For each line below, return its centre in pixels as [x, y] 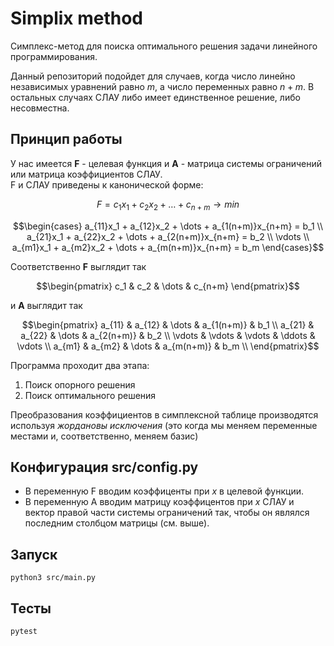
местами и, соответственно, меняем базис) [104, 436]
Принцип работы [66, 139]
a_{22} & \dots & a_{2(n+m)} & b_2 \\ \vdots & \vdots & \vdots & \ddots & [168, 335]
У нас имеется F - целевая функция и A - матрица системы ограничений [166, 163]
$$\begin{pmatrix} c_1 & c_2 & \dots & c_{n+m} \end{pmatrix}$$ [168, 286]
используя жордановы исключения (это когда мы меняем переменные [164, 425]
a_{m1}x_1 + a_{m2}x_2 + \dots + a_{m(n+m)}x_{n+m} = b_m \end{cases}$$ [168, 247]
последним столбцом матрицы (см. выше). [117, 523]
